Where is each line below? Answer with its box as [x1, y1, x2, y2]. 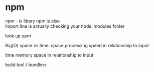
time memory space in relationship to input [5, 52, 94, 58]
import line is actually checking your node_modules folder [5, 23, 125, 29]
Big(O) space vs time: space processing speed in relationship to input [5, 42, 149, 48]
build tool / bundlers [5, 62, 47, 68]
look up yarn [5, 33, 32, 39]
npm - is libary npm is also [5, 18, 60, 24]
